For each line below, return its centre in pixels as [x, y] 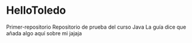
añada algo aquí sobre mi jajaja [44, 33]
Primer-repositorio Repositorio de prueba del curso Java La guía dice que [96, 27]
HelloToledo [36, 10]
